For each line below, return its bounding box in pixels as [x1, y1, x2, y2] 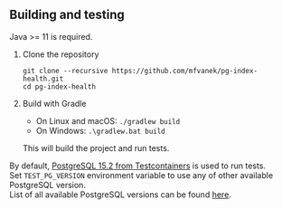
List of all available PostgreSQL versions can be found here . [9, 189, 232, 200]
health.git [22, 74, 64, 83]
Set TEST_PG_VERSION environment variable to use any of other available [9, 169, 274, 180]
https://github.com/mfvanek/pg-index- [111, 66, 258, 75]
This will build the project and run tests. [22, 142, 170, 153]
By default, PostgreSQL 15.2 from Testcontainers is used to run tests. [9, 160, 267, 171]
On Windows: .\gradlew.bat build [35, 125, 165, 136]
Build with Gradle [22, 98, 87, 109]
